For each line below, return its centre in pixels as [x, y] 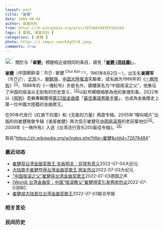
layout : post [18, 10]
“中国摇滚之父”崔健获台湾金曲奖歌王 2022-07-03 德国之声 [70, 176]
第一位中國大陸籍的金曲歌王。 [35, 104]
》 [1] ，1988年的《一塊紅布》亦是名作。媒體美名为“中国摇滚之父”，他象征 [83, 85]
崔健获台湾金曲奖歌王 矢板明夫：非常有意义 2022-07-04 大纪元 [75, 164]
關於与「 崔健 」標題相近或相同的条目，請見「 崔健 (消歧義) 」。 [77, 62]
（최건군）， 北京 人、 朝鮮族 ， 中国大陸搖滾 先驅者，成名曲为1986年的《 [75, 79]
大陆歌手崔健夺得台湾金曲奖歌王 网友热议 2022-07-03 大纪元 [73, 170]
